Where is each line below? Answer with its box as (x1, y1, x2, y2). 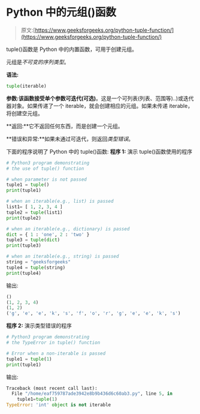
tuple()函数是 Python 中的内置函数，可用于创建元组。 (6, 46, 138, 53)
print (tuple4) (6, 270, 42, 276)
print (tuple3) (6, 242, 42, 249)
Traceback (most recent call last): (6, 385, 98, 391)
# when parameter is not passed (6, 176, 87, 182)
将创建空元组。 (6, 109, 43, 117)
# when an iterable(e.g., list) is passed (6, 199, 114, 205)
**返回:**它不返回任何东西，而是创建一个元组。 (6, 122, 124, 130)
